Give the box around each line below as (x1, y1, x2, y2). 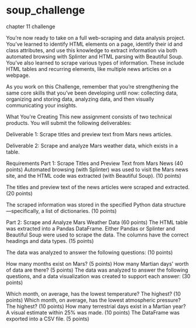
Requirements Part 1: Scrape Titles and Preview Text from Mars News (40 (6, 160, 183, 167)
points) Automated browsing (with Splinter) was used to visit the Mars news (6, 165, 188, 173)
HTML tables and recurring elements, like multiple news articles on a (6, 65, 171, 72)
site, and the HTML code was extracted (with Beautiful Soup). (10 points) (6, 172, 181, 179)
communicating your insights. (6, 102, 78, 109)
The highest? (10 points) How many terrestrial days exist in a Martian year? (6, 303, 186, 310)
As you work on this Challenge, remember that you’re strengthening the (6, 83, 178, 90)
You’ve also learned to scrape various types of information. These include (6, 59, 184, 66)
